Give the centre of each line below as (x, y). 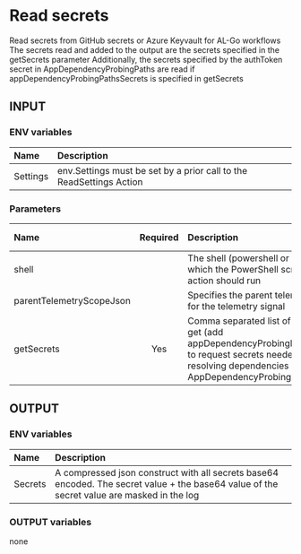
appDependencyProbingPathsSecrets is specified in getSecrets (126, 78)
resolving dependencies (238, 366)
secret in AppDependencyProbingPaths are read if (102, 69)
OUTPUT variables (51, 522)
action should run (224, 281)
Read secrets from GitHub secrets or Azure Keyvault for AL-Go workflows (145, 40)
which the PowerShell (233, 269)
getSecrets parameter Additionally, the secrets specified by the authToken (146, 59)
